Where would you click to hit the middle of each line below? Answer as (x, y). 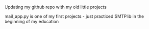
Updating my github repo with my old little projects (56, 7)
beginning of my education (32, 22)
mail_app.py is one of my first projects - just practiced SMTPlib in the (74, 16)
